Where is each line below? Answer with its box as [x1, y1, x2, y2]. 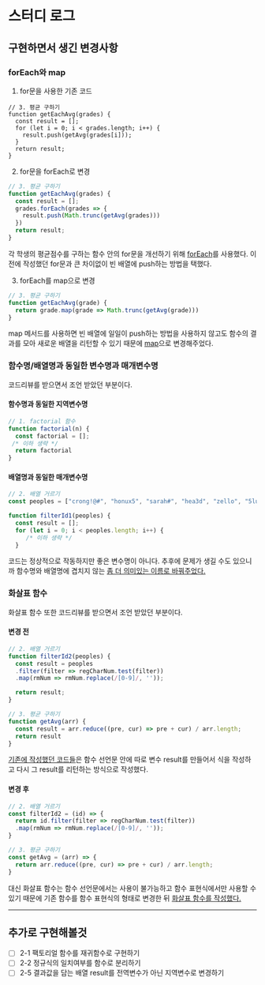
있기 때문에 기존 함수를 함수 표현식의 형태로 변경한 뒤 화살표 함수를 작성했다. [8, 893, 242, 903]
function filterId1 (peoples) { [8, 512, 111, 520]
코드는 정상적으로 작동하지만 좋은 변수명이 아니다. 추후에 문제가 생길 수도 [8, 556, 231, 566]
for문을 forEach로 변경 [19, 167, 91, 176]
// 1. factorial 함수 [8, 417, 77, 425]
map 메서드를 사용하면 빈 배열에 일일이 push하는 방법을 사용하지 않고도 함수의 [8, 329, 248, 338]
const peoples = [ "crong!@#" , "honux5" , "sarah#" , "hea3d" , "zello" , [8, 498, 242, 506]
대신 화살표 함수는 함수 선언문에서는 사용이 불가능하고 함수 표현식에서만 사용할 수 [8, 883, 257, 893]
